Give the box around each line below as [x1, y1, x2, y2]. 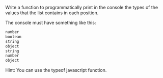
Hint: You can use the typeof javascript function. [5, 67, 107, 73]
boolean [5, 34, 22, 39]
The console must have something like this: [5, 20, 96, 25]
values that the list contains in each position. [5, 10, 99, 16]
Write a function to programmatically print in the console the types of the [5, 5, 158, 10]
